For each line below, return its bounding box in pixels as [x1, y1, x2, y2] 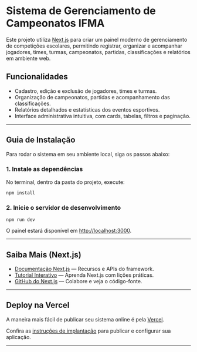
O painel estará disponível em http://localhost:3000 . [6, 227, 132, 234]
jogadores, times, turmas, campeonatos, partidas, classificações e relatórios [6, 48, 191, 55]
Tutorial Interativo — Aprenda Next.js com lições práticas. [14, 271, 154, 279]
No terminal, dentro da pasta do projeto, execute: [6, 178, 125, 186]
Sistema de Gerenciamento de [6, 4, 157, 18]
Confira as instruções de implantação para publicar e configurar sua [6, 327, 171, 334]
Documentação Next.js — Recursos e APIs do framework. [14, 265, 154, 272]
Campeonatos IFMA [6, 16, 105, 30]
